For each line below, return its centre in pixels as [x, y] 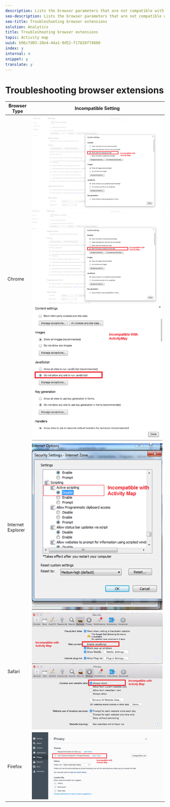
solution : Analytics [27, 27]
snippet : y [17, 59]
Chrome [16, 279]
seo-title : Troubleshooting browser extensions [56, 21]
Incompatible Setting [97, 108]
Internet [16, 524]
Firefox [15, 766]
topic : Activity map [27, 38]
